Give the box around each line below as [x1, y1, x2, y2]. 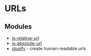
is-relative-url [11, 35, 40, 41]
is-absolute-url [11, 40, 42, 46]
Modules [4, 22, 32, 31]
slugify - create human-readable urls [11, 46, 86, 51]
